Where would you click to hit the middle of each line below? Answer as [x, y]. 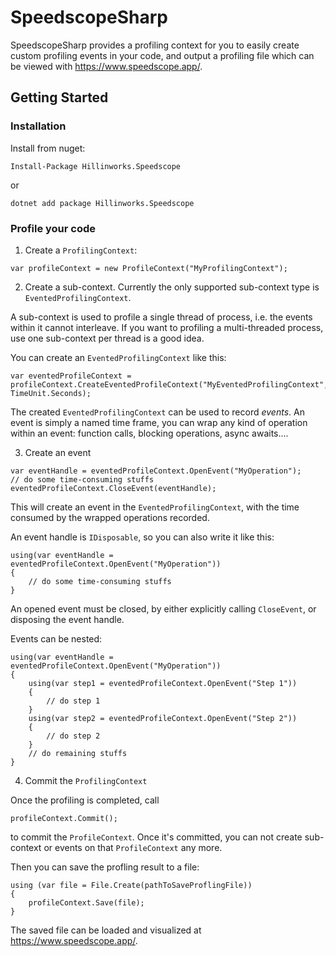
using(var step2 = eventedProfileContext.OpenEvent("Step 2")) [163, 718]
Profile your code [53, 228]
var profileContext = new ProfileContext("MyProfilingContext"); [149, 268]
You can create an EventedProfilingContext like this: [118, 357]
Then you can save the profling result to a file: [105, 867]
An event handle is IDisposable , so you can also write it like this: [142, 537]
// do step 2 [73, 736]
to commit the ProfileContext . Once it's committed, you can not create [156, 837]
